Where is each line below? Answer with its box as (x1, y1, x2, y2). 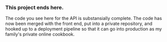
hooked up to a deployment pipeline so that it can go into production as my (5, 26, 162, 32)
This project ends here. (5, 4, 64, 11)
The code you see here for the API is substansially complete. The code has (5, 15, 162, 21)
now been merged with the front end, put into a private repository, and (5, 20, 152, 26)
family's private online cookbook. (5, 31, 75, 37)
